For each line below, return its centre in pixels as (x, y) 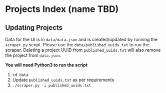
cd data (20, 75)
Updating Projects (34, 28)
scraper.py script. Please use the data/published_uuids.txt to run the (77, 45)
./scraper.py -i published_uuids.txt (52, 86)
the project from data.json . (33, 55)
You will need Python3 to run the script (46, 65)
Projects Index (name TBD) (62, 9)
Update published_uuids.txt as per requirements (63, 80)
